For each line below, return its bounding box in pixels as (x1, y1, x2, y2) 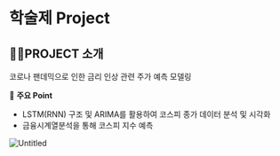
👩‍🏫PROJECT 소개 (9, 46, 104, 61)
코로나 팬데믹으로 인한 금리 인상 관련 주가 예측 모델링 (9, 72, 192, 82)
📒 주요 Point (9, 90, 53, 100)
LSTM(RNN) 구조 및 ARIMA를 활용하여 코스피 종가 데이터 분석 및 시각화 (21, 109, 271, 120)
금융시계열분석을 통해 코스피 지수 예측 (21, 121, 154, 130)
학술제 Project (9, 8, 110, 28)
